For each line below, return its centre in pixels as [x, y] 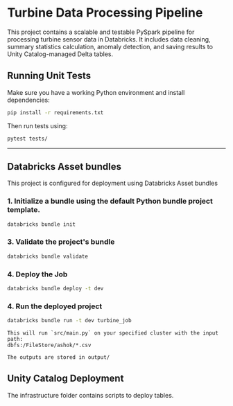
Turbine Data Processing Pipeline [105, 13]
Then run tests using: [37, 125]
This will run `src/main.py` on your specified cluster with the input [113, 333]
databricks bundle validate [48, 256]
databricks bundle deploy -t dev [55, 288]
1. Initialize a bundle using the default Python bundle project [110, 201]
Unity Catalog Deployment [66, 379]
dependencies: [28, 100]
